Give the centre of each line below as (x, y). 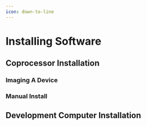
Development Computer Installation (73, 116)
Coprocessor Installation (53, 63)
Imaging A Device (32, 80)
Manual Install (27, 96)
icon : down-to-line (30, 12)
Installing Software (53, 41)
